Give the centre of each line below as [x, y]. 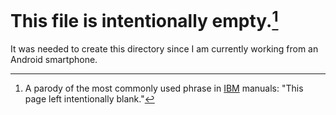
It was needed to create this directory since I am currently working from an [164, 49]
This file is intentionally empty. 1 [144, 19]
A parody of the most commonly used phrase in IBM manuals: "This [164, 88]
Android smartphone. [54, 60]
